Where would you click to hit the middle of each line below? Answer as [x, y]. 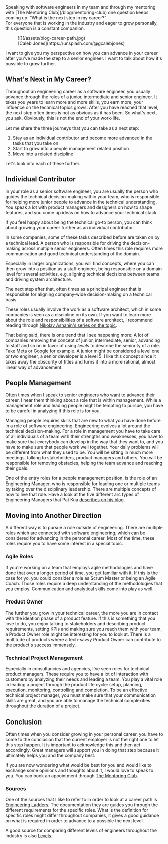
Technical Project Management [44, 658]
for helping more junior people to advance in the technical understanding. [81, 202]
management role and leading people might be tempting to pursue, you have [84, 406]
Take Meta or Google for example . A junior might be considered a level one [82, 351]
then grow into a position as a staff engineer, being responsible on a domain [83, 268]
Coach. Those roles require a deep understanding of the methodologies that [84, 583]
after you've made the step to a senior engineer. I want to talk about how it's [84, 58]
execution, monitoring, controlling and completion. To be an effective [76, 690]
